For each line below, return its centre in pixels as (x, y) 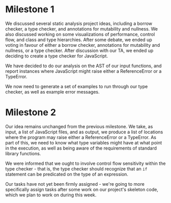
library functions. (23, 153)
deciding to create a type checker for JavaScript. (57, 56)
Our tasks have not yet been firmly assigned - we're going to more (75, 184)
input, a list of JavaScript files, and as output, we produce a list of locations (84, 132)
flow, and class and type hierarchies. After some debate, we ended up (79, 40)
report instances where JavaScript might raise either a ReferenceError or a (83, 71)
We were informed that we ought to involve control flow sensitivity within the (85, 163)
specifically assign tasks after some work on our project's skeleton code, (82, 189)
